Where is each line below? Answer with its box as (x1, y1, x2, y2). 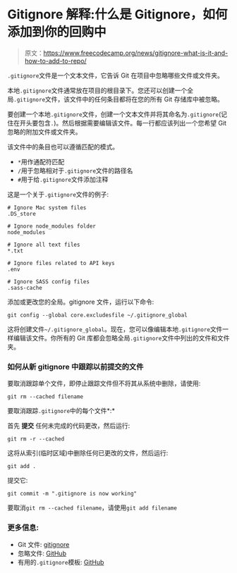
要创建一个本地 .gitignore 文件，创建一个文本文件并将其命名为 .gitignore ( (7, 110, 221, 118)
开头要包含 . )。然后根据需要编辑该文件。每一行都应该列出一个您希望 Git (19, 118, 227, 127)
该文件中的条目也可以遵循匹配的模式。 (7, 142, 119, 151)
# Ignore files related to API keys (7, 259, 115, 266)
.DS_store (7, 210, 37, 217)
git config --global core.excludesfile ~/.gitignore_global (7, 312, 188, 319)
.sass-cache (7, 284, 42, 291)
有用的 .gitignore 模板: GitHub (17, 557, 104, 566)
